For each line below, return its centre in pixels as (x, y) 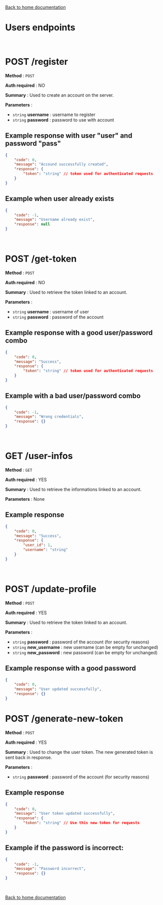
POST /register (37, 62)
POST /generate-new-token (64, 719)
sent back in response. (29, 757)
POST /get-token (41, 259)
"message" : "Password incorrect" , (50, 869)
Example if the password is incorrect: (64, 848)
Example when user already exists (59, 199)
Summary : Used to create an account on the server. (59, 95)
